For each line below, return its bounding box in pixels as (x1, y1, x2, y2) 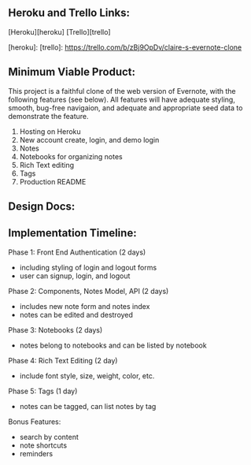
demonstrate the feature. (8, 111, 89, 121)
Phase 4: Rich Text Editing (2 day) (8, 355, 118, 365)
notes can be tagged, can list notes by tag (19, 401, 157, 411)
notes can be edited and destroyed (19, 310, 134, 319)
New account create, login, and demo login (19, 135, 160, 144)
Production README (19, 177, 87, 186)
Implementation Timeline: (8, 226, 137, 240)
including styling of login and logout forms (19, 262, 157, 272)
